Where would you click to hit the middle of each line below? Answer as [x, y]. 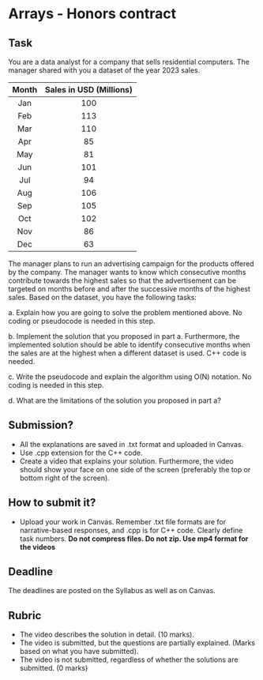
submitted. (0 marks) [54, 668]
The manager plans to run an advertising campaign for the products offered [131, 264]
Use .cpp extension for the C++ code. [81, 453]
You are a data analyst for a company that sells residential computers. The [129, 62]
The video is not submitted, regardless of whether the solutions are [129, 659]
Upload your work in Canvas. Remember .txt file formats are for [123, 521]
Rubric [25, 616]
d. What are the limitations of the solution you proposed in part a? [115, 400]
